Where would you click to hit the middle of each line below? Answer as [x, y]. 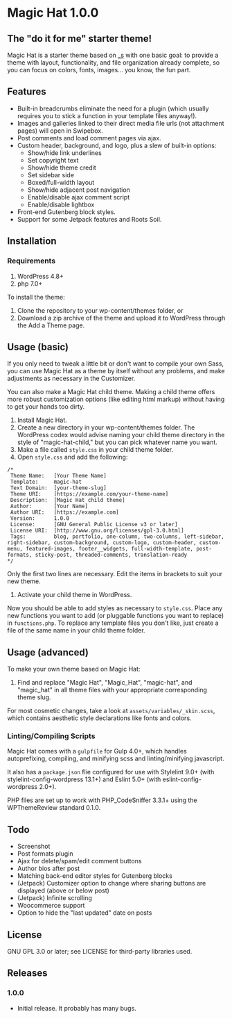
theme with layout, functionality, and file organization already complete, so [114, 63]
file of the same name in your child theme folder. [76, 630]
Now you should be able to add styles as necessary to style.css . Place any [115, 608]
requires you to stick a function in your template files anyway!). [107, 115]
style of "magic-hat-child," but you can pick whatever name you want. [117, 442]
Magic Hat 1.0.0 [53, 13]
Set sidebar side [51, 174]
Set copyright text [53, 160]
